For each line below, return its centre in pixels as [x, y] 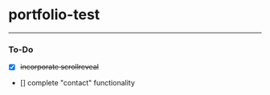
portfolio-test [54, 15]
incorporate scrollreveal [59, 67]
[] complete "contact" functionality [77, 83]
